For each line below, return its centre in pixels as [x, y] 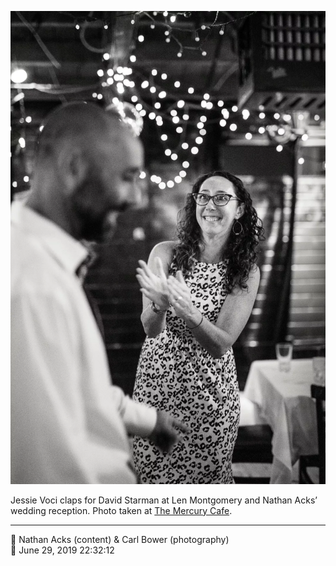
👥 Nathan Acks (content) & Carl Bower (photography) [120, 539]
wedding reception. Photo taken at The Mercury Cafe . [121, 510]
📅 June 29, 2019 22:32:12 [62, 550]
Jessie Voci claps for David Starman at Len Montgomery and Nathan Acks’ [164, 500]
